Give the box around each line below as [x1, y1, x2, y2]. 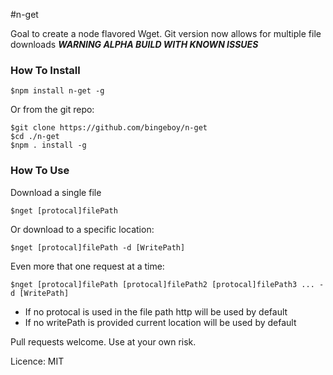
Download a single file [10, 186, 102, 198]
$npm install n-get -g [10, 86, 105, 96]
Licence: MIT [10, 355, 65, 367]
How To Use [10, 164, 70, 178]
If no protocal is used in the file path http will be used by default [24, 305, 288, 318]
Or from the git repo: [10, 104, 95, 116]
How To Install [10, 63, 81, 77]
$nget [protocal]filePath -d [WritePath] [10, 242, 186, 253]
